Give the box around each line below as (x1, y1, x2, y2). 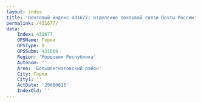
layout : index (6, 8, 43, 15)
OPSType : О (17, 43, 45, 49)
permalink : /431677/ (6, 20, 59, 26)
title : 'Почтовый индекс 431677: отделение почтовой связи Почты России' (6, 15, 197, 21)
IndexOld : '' (17, 88, 50, 94)
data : (6, 25, 20, 32)
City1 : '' (17, 76, 43, 82)
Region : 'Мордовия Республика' (17, 54, 97, 60)
